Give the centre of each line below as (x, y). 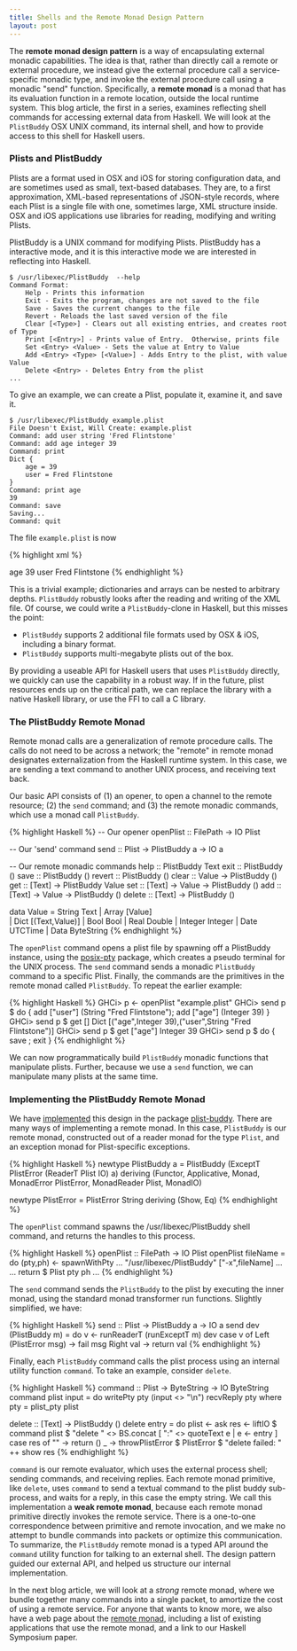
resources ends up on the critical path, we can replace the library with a (141, 689)
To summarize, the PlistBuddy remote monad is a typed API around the (139, 1545)
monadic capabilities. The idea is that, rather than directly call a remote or (144, 60)
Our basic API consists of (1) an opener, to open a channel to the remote (141, 796)
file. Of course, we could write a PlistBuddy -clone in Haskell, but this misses (148, 607)
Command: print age (45, 490)
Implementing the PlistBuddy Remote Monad (107, 1099)
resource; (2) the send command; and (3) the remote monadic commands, (144, 806)
